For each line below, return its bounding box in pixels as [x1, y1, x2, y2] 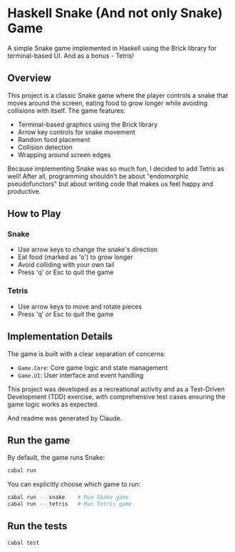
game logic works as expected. [7, 400, 100, 408]
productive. [7, 187, 41, 196]
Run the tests [7, 520, 68, 533]
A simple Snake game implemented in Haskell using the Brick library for [7, 44, 217, 52]
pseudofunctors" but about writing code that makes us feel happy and [7, 179, 214, 188]
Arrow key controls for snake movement [17, 127, 135, 136]
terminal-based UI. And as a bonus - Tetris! [7, 51, 135, 60]
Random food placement [17, 135, 90, 144]
